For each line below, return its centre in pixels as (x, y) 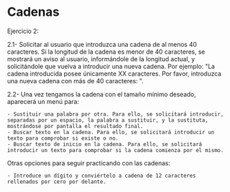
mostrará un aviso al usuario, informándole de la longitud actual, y (101, 58)
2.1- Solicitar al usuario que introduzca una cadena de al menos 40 (102, 44)
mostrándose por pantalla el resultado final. (75, 126)
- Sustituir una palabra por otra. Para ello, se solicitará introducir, (116, 114)
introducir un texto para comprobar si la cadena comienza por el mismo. (116, 150)
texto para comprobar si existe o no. (63, 138)
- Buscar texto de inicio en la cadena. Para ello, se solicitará (105, 144)
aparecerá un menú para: (43, 101)
